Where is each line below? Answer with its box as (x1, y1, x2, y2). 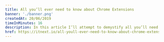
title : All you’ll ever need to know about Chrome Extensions (5, 7, 134, 12)
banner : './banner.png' (5, 12, 54, 16)
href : (5, 29, 16, 34)
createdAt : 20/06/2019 (5, 16, 51, 21)
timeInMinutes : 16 (5, 20, 42, 26)
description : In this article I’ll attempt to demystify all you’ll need (5, 25, 159, 30)
